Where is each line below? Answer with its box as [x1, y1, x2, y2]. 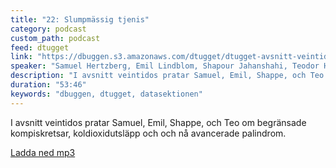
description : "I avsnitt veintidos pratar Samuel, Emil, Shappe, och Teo [10, 71, 325, 81]
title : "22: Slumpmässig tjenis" [10, 14, 150, 25]
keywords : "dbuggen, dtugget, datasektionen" [10, 89, 203, 99]
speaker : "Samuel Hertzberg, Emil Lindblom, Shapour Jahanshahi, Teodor [10, 61, 320, 71]
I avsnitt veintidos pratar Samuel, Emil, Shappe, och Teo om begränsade [10, 116, 307, 128]
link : [10, 52, 33, 62]
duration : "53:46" [10, 80, 87, 90]
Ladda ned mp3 [10, 146, 76, 158]
